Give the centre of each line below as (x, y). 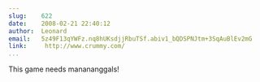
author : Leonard (38, 31)
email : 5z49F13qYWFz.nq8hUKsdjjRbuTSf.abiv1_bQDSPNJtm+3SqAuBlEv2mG (130, 39)
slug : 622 (30, 16)
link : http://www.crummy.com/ (67, 46)
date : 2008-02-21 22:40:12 (60, 24)
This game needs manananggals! (64, 69)
